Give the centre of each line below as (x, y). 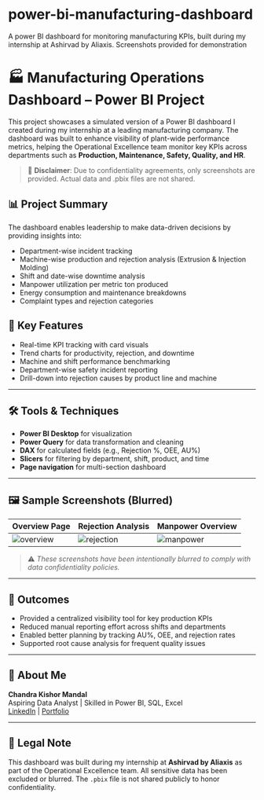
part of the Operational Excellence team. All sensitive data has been (118, 770)
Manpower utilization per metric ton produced (94, 284)
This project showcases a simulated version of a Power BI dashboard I (122, 121)
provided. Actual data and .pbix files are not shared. (111, 178)
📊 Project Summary (58, 205)
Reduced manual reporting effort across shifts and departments (123, 626)
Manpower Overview (197, 527)
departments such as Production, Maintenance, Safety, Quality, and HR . (127, 155)
